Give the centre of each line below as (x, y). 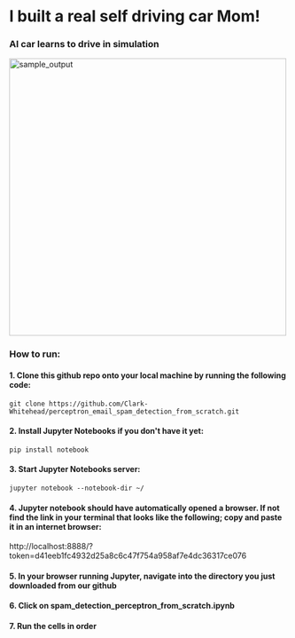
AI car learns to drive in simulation (84, 44)
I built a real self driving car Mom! (135, 16)
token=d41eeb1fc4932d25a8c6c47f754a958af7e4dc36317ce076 (128, 555)
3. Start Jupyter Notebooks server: (75, 469)
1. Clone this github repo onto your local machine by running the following (147, 375)
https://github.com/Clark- (98, 404)
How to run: (35, 354)
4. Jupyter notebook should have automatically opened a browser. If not (145, 508)
